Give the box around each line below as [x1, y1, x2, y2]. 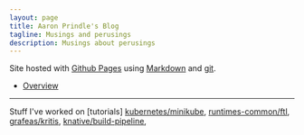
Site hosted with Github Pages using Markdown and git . [9, 63, 216, 74]
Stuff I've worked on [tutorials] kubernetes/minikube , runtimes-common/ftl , [9, 106, 290, 117]
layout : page [9, 13, 59, 22]
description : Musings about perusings [9, 38, 156, 48]
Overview [22, 80, 59, 91]
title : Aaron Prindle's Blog [9, 22, 119, 31]
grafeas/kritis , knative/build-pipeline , [9, 116, 147, 127]
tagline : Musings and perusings [9, 30, 131, 39]
